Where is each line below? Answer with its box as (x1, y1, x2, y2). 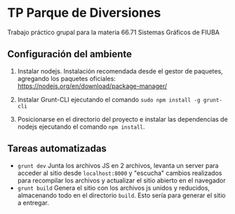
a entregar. (17, 198, 49, 207)
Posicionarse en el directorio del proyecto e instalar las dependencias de (17, 115, 228, 123)
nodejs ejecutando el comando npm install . (17, 122, 145, 131)
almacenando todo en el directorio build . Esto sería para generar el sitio (17, 191, 226, 199)
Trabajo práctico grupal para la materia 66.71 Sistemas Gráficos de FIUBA (7, 28, 220, 36)
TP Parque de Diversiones (7, 5, 161, 21)
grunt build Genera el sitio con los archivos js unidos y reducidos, (17, 183, 210, 192)
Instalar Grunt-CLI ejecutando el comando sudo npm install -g (17, 95, 201, 104)
